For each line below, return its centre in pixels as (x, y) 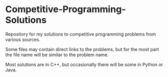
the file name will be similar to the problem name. (57, 55)
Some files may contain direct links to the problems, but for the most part (82, 49)
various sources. (23, 40)
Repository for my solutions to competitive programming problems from (81, 34)
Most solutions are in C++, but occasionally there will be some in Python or (84, 64)
